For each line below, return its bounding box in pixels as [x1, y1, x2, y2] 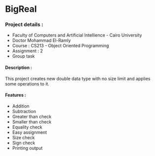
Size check [12, 134, 35, 140]
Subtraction [12, 108, 36, 114]
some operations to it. [5, 80, 50, 87]
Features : [5, 92, 26, 98]
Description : [5, 65, 32, 71]
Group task [12, 53, 35, 59]
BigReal [5, 3, 37, 15]
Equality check [12, 124, 43, 130]
